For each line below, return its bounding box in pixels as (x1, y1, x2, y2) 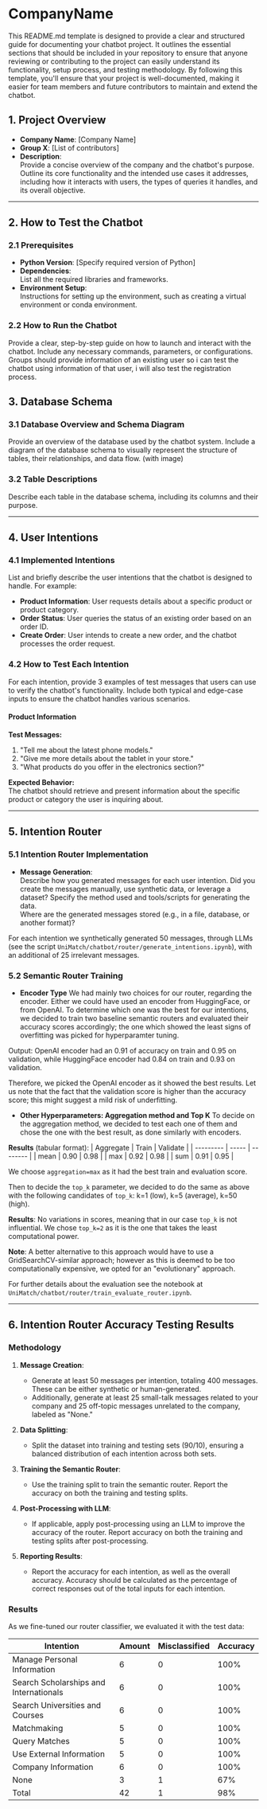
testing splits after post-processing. (31, 1536, 149, 1545)
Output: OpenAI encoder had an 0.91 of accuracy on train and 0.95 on (8, 1045, 237, 1055)
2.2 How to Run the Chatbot (8, 320, 118, 331)
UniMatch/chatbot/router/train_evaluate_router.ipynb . (8, 1287, 192, 1297)
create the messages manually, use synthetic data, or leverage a (19, 884, 231, 893)
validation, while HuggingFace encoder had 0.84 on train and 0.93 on (8, 1054, 236, 1064)
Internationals (12, 1686, 64, 1698)
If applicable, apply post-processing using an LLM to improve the (31, 1518, 246, 1529)
